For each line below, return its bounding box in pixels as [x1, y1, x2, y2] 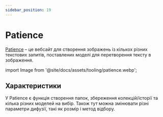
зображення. [5, 57, 34, 63]
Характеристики [5, 81, 62, 90]
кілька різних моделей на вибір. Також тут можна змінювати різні [5, 100, 149, 107]
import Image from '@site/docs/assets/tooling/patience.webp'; [5, 67, 138, 73]
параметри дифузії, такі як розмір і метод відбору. [5, 106, 116, 112]
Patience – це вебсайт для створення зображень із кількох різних [5, 46, 148, 52]
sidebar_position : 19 [5, 7, 51, 13]
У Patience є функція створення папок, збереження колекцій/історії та [5, 95, 158, 101]
